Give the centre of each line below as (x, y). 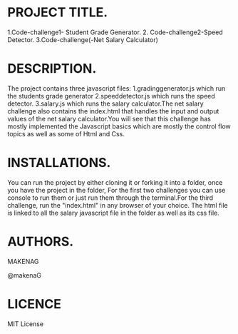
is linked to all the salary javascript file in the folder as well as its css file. (113, 213)
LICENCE (35, 304)
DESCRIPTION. (52, 69)
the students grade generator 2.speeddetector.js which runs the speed (111, 96)
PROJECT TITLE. (58, 12)
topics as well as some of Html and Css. (66, 133)
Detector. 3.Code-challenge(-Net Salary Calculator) (83, 39)
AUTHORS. (41, 242)
